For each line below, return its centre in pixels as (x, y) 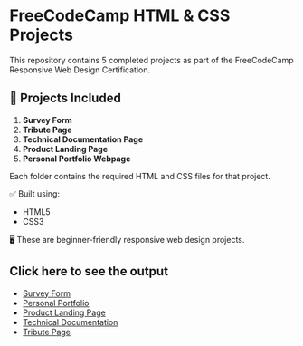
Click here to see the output (89, 271)
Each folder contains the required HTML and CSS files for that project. (140, 176)
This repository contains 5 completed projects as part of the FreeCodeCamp (151, 60)
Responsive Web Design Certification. (80, 70)
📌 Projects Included (66, 98)
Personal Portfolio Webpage (76, 159)
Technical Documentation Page (83, 139)
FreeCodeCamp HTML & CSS (120, 16)
